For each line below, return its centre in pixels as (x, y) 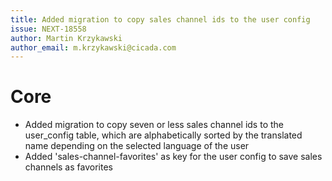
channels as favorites (68, 167)
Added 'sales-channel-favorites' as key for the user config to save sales (173, 157)
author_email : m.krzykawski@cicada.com (93, 47)
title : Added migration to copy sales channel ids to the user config (160, 19)
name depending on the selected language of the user (137, 146)
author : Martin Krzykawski (66, 38)
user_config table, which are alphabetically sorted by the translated (163, 135)
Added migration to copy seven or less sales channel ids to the (154, 125)
